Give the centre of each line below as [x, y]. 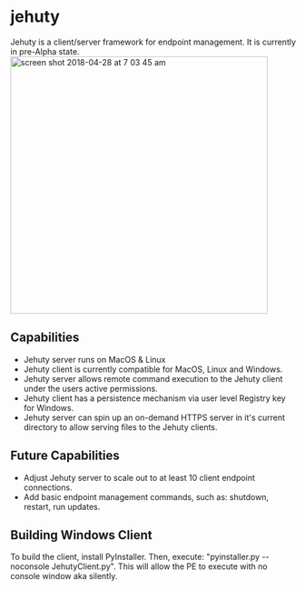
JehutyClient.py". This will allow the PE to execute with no [159, 566]
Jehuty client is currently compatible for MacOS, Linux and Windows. [153, 369]
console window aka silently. [64, 576]
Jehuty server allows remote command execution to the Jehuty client [153, 378]
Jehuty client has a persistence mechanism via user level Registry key [154, 398]
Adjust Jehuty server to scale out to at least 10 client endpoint [139, 477]
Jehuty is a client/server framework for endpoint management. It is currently [153, 42]
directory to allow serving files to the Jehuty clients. [120, 427]
